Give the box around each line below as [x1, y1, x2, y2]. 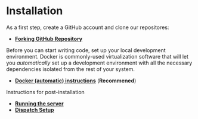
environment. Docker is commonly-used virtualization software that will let [6, 53, 189, 60]
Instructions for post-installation [6, 88, 85, 95]
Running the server [14, 99, 64, 107]
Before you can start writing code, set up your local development [6, 46, 166, 54]
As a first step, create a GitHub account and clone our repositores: [6, 24, 169, 31]
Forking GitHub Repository [14, 35, 83, 42]
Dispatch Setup [14, 106, 55, 113]
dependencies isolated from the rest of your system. [6, 65, 135, 72]
